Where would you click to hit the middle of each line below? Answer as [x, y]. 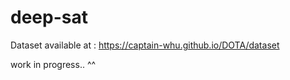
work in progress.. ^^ [53, 64]
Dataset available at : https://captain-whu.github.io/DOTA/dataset [145, 45]
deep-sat [49, 17]
